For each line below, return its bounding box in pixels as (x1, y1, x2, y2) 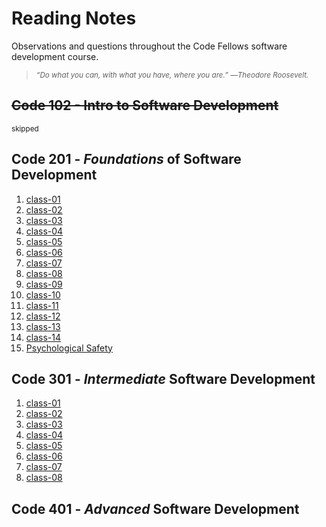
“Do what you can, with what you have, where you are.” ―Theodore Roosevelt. (35, 70, 309, 80)
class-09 (25, 278, 63, 290)
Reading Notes (11, 7, 137, 30)
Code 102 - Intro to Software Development (11, 97, 279, 114)
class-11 (25, 299, 59, 311)
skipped (11, 123, 39, 134)
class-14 (25, 331, 62, 343)
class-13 (25, 320, 61, 332)
